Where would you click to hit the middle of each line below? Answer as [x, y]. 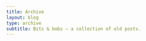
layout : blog [23, 17]
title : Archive [25, 12]
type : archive [24, 23]
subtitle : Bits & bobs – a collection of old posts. [74, 29]
